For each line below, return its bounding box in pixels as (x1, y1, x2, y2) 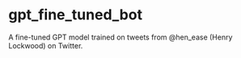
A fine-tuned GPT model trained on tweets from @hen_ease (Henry (8, 32, 233, 42)
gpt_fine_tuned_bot (8, 6, 143, 24)
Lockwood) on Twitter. (8, 40, 83, 50)
